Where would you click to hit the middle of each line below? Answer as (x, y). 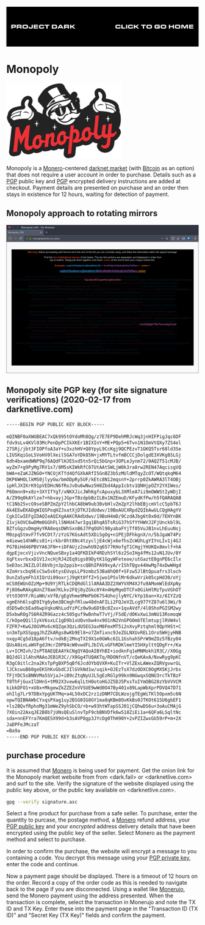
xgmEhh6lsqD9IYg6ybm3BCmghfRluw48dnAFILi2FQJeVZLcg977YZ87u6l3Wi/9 (94, 602)
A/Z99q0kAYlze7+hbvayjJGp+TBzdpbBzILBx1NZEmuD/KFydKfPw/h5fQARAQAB (94, 498)
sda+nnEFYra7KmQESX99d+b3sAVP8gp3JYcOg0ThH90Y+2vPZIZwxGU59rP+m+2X (94, 718)
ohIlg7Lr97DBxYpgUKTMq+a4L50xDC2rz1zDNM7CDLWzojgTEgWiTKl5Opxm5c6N (94, 694)
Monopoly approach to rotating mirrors (82, 213)
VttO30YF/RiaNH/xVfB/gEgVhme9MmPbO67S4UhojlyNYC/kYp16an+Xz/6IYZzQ (94, 596)
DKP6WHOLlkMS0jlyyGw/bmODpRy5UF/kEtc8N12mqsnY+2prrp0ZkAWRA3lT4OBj (94, 479)
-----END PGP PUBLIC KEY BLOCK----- (53, 737)
